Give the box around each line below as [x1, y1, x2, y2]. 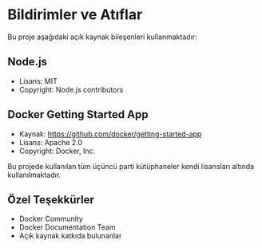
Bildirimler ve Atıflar [7, 6, 143, 24]
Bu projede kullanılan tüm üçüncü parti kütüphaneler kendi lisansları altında [7, 161, 255, 171]
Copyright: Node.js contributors [18, 85, 124, 94]
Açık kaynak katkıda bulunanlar [18, 231, 122, 241]
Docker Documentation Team [18, 222, 116, 232]
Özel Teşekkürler [7, 193, 95, 207]
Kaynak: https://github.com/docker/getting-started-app [18, 129, 202, 139]
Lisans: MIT [18, 76, 58, 85]
